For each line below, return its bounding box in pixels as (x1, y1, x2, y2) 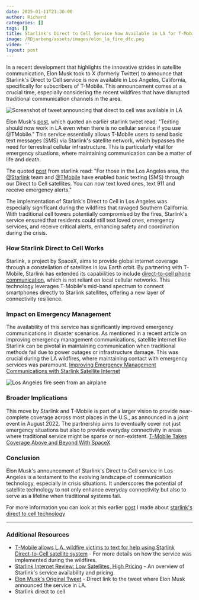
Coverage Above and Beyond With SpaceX (6, 439, 111, 446)
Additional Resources (6, 530, 69, 538)
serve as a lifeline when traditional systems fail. (6, 492, 121, 499)
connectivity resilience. (6, 295, 63, 302)
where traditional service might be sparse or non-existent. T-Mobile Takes (6, 432, 187, 439)
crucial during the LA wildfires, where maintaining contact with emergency (6, 355, 188, 362)
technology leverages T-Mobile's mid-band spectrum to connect (6, 283, 164, 290)
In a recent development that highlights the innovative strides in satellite (6, 63, 182, 71)
